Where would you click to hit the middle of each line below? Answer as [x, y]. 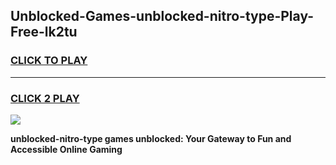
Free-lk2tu [44, 32]
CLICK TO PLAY [49, 61]
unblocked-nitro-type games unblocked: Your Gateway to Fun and [151, 138]
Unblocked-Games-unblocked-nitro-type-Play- [162, 16]
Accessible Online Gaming [66, 149]
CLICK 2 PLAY [45, 98]
